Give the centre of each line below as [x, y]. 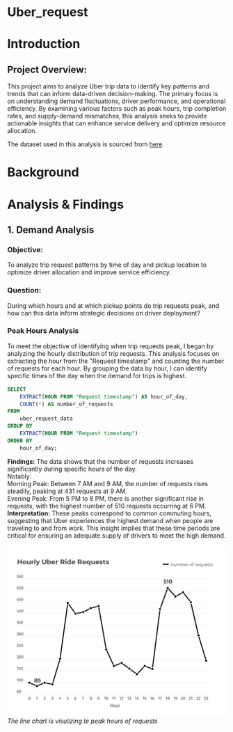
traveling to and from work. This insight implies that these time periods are [114, 528]
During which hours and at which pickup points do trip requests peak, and [113, 305]
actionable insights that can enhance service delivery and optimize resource [116, 123]
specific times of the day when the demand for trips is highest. [97, 375]
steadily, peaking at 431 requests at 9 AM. [67, 491]
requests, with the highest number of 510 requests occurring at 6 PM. [107, 506]
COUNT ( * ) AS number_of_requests [66, 404]
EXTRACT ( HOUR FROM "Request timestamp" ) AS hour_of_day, [104, 397]
